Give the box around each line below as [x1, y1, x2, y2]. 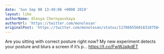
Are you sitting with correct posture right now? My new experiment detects [5, 38, 156, 44]
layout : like [5, 12, 32, 17]
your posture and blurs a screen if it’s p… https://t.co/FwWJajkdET [5, 44, 138, 50]
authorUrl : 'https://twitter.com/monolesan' [5, 20, 97, 26]
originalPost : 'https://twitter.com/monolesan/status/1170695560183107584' [5, 25, 163, 30]
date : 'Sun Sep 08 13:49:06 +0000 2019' [5, 7, 89, 12]
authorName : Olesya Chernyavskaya [5, 16, 76, 21]
